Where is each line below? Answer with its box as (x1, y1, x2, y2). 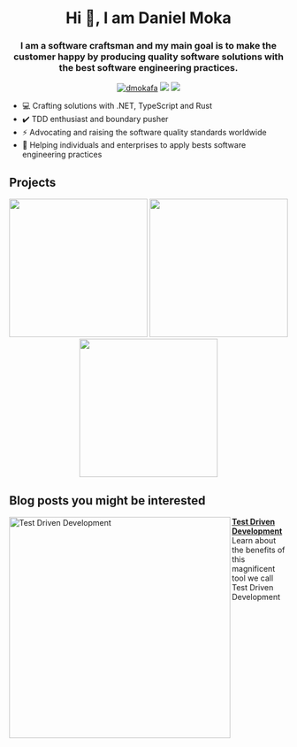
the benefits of (232, 544, 286, 556)
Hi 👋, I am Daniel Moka (65, 8, 232, 28)
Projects (9, 174, 57, 189)
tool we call (232, 573, 274, 583)
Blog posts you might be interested (9, 493, 206, 508)
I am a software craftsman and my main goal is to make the (20, 40, 277, 52)
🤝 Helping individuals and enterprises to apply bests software (21, 140, 247, 150)
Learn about (232, 535, 277, 546)
